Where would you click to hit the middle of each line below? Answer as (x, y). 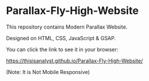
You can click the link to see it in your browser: (62, 49)
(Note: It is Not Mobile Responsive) (48, 72)
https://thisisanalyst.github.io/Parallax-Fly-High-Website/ (74, 61)
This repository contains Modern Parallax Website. (67, 27)
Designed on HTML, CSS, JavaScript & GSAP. (61, 38)
